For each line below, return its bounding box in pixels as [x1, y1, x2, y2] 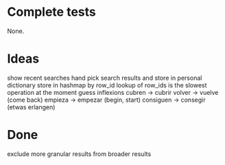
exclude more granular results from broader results [7, 149, 152, 158]
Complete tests [7, 4, 96, 20]
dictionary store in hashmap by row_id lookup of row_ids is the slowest [7, 80, 207, 89]
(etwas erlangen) [7, 102, 56, 111]
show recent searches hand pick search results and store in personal [7, 74, 202, 82]
